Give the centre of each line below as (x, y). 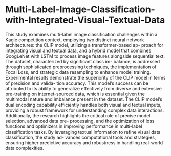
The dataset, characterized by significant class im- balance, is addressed (83, 61)
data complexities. (25, 148)
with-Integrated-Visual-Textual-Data (85, 20)
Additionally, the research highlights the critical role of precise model (78, 115)
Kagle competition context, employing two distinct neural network (75, 40)
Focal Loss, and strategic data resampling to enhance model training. (78, 72)
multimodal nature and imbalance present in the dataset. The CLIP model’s (84, 99)
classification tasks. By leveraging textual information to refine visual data (83, 132)
